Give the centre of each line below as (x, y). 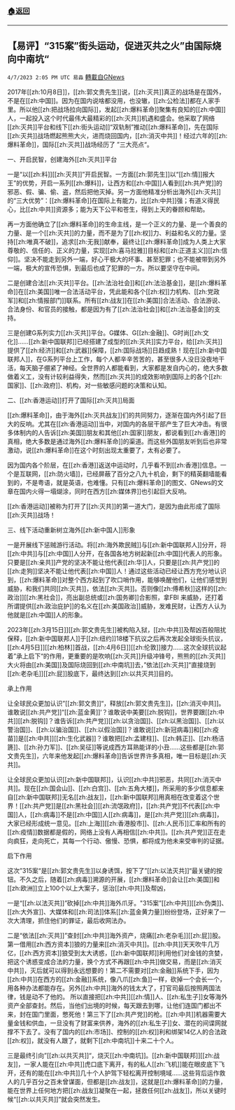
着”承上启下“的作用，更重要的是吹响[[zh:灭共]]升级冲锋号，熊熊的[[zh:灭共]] (116, 656)
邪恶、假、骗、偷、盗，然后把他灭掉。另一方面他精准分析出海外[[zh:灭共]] (114, 192)
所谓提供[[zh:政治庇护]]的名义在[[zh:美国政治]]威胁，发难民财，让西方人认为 (117, 606)
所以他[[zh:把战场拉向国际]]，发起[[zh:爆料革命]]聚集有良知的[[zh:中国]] (122, 109)
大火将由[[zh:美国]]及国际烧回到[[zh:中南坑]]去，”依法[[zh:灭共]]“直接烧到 (112, 665)
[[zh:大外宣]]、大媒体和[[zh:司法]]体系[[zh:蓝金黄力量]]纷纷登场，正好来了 (114, 912)
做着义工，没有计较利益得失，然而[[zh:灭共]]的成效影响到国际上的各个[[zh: (115, 377)
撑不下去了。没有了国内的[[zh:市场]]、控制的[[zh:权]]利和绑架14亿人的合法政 (117, 1032)
